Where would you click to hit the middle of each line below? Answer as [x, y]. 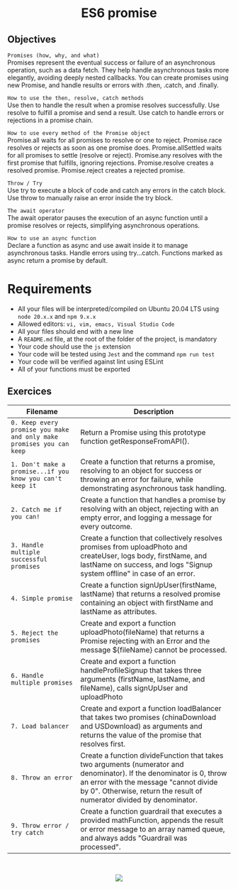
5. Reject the [35, 633]
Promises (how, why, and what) [53, 55]
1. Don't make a [38, 464]
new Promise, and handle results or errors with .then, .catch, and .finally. [113, 85]
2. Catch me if [36, 509]
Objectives [32, 39]
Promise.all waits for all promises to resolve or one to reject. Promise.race [115, 140]
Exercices [29, 392]
